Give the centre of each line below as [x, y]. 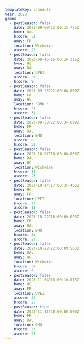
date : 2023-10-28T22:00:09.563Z [46, 248]
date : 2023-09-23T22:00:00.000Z [46, 91]
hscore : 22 [25, 203]
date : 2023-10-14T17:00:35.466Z [46, 185]
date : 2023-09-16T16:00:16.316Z [46, 59]
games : [12, 18]
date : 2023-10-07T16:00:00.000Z [46, 154]
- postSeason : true [29, 307]
